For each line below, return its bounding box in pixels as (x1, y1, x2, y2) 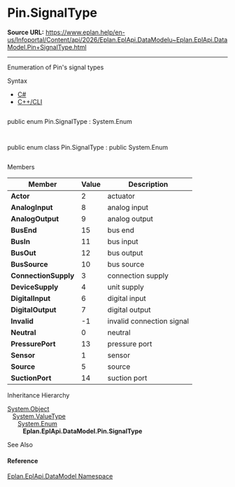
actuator (107, 191, 135, 201)
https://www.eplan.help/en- (45, 28, 126, 36)
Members (7, 162, 35, 171)
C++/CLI (17, 97, 43, 106)
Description (128, 179, 169, 189)
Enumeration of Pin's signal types (7, 63, 104, 71)
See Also (7, 440, 34, 449)
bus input (107, 237, 138, 246)
